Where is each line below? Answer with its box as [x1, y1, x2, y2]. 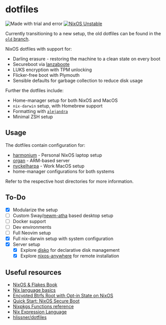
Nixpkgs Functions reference [12, 303, 74, 309]
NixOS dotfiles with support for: [5, 46, 72, 52]
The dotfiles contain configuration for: [5, 142, 86, 148]
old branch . [5, 36, 30, 42]
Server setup [12, 241, 40, 247]
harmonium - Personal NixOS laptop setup [12, 152, 102, 158]
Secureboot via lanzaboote [12, 61, 70, 67]
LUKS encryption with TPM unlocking [12, 67, 92, 73]
